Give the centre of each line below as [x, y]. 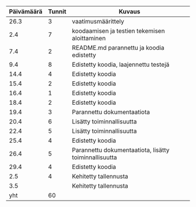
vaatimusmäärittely [98, 21]
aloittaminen [89, 38]
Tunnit [57, 11]
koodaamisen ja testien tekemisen [118, 31]
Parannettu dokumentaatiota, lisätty [121, 150]
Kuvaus [129, 11]
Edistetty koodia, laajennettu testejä [121, 65]
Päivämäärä [26, 11]
